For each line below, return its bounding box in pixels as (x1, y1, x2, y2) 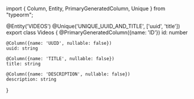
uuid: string (6, 45, 38, 51)
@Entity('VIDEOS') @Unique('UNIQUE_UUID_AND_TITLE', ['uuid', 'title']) (6, 23, 180, 29)
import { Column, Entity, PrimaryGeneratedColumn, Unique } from (6, 5, 166, 12)
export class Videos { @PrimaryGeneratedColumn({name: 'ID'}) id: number (6, 29, 188, 36)
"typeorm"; (6, 11, 34, 18)
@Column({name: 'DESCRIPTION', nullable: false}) (6, 71, 131, 77)
